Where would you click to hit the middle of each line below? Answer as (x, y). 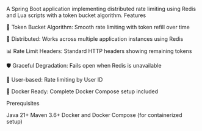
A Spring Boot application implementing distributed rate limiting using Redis (101, 9)
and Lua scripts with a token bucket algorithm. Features (76, 15)
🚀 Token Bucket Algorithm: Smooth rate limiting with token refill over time (98, 27)
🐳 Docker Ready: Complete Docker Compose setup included (82, 91)
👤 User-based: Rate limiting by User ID (55, 80)
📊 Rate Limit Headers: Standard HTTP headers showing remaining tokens (99, 51)
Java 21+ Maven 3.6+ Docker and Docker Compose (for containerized (94, 115)
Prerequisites (23, 103)
